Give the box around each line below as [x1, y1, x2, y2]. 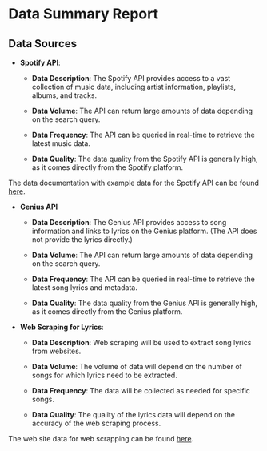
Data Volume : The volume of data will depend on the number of [31, 362, 242, 371]
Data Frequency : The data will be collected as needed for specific [31, 386, 250, 395]
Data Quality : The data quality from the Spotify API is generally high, [31, 154, 258, 163]
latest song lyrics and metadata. [31, 283, 137, 292]
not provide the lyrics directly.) [31, 235, 133, 244]
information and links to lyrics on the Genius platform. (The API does [31, 226, 257, 236]
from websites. [31, 346, 82, 356]
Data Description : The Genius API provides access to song [31, 218, 227, 227]
